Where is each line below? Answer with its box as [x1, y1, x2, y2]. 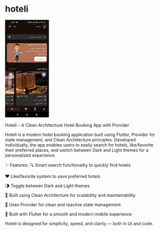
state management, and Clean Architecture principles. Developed [5, 136, 136, 142]
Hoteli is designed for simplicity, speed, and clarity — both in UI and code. [5, 220, 154, 226]
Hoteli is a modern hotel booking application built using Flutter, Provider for [5, 132, 156, 137]
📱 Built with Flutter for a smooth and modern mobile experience [5, 211, 132, 217]
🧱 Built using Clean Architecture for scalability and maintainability [5, 192, 136, 198]
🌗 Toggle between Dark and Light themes [5, 183, 90, 189]
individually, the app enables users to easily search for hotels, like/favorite [5, 142, 154, 148]
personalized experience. [5, 152, 56, 158]
